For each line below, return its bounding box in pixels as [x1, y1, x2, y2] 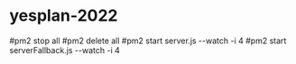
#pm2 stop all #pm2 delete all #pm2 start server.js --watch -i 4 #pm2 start [9, 35, 287, 46]
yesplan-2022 [9, 5, 118, 26]
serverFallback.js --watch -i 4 [9, 44, 120, 55]
